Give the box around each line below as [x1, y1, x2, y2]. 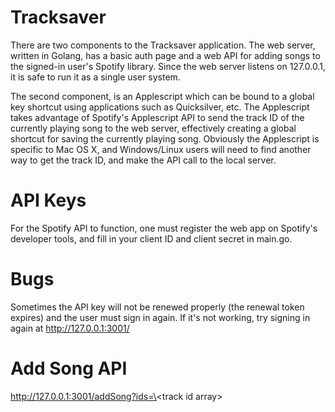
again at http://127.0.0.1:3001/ [10, 322, 130, 334]
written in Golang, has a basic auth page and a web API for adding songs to [10, 49, 321, 61]
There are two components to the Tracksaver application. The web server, [10, 39, 316, 51]
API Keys [10, 189, 87, 212]
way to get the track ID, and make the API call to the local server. [10, 154, 277, 166]
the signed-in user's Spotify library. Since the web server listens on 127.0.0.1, [10, 60, 326, 72]
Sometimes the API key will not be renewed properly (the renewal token [10, 301, 305, 313]
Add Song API [10, 357, 128, 380]
